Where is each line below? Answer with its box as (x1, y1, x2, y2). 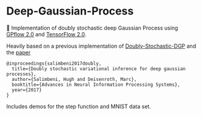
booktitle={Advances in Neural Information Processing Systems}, (12, 82, 181, 88)
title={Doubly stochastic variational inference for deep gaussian (12, 65, 186, 72)
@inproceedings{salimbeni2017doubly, (6, 60, 102, 66)
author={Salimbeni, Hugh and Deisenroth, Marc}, (12, 76, 137, 82)
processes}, (6, 71, 36, 77)
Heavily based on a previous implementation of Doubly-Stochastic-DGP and (6, 42, 197, 50)
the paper (6, 48, 31, 56)
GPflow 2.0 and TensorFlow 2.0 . (6, 30, 87, 37)
